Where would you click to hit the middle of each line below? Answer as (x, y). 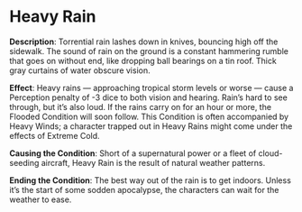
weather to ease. (41, 199)
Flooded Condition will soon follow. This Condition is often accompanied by (149, 116)
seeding (24, 162)
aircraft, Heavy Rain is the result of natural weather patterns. (153, 162)
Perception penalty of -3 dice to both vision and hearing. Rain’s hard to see (149, 97)
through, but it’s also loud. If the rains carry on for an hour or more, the (141, 106)
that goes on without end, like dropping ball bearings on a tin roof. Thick (143, 60)
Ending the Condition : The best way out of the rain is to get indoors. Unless (150, 180)
